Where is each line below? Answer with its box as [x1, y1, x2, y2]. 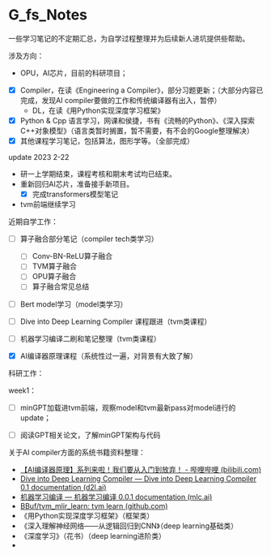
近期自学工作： [8, 217, 58, 226]
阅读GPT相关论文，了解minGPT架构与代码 [19, 430, 161, 440]
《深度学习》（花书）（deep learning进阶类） [19, 531, 166, 540]
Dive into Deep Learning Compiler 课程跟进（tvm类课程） [19, 316, 212, 326]
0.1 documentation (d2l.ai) [19, 482, 107, 492]
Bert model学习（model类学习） [19, 299, 128, 309]
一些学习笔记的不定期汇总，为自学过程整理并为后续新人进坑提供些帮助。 [8, 33, 249, 43]
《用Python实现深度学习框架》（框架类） [19, 510, 155, 520]
